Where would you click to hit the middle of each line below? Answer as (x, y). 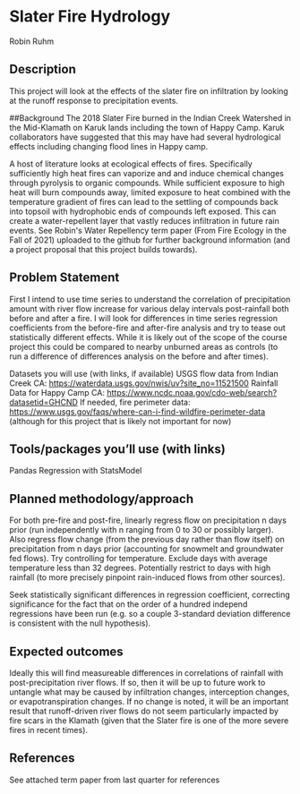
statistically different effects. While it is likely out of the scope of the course (149, 337)
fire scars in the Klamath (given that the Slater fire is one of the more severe (149, 721)
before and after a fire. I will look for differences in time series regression (144, 318)
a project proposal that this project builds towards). (103, 249)
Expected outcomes (66, 651)
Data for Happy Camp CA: (57, 392)
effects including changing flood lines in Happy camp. (109, 146)
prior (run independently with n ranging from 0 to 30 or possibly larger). (141, 530)
